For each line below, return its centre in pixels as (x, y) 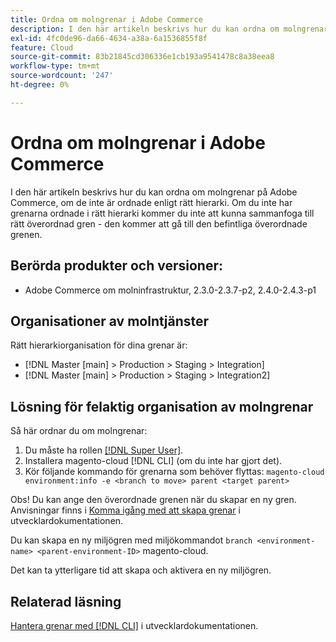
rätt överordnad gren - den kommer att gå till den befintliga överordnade (159, 223)
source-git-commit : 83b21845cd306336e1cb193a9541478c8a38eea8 (142, 57)
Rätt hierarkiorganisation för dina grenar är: (99, 345)
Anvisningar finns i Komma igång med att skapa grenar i (125, 510)
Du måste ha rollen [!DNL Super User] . (104, 450)
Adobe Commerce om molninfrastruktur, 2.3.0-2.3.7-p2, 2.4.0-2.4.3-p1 (170, 290)
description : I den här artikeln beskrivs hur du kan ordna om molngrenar (169, 29)
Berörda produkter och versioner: (116, 266)
